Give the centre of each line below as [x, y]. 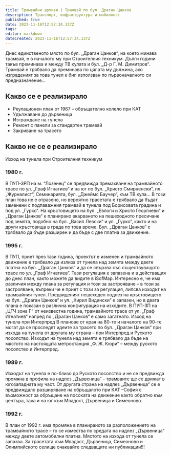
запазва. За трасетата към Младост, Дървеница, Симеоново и [74, 441]
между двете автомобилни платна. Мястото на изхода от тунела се [79, 436]
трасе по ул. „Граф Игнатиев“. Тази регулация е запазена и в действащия [86, 273]
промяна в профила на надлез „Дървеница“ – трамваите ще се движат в [85, 379]
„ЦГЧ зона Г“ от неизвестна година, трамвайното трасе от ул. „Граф [80, 311]
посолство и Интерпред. [32, 349]
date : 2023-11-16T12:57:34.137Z [40, 24]
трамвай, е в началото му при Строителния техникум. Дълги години [80, 58]
